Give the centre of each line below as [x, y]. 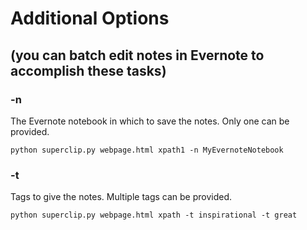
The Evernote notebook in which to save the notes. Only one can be [150, 121]
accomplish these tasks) [88, 70]
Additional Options [90, 18]
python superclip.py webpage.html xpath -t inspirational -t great [154, 215]
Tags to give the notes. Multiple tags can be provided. [121, 197]
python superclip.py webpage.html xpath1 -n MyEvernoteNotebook [147, 150]
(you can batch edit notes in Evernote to [137, 55]
